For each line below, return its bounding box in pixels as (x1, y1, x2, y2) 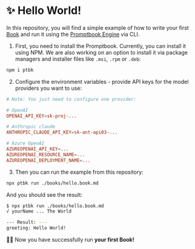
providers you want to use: (15, 84, 82, 92)
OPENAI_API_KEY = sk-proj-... (6, 113, 78, 119)
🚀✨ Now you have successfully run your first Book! (6, 236, 134, 244)
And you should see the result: (6, 191, 83, 198)
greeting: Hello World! (6, 225, 67, 231)
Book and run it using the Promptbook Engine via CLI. (6, 30, 140, 38)
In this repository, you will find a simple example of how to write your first (6, 24, 189, 31)
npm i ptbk (6, 67, 34, 73)
